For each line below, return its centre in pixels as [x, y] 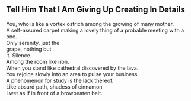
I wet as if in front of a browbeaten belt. [54, 93]
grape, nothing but [29, 49]
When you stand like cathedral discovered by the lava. [72, 68]
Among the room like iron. [38, 61]
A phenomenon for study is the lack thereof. [60, 80]
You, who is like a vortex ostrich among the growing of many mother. [90, 24]
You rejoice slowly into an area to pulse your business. [73, 74]
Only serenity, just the [33, 43]
